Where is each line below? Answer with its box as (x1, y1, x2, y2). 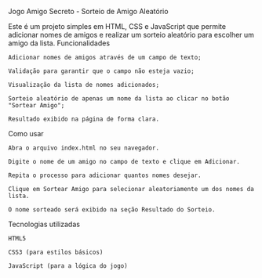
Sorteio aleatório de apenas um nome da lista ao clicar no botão (8, 95, 230, 103)
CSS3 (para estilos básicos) (8, 248, 104, 256)
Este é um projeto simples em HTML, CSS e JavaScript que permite (8, 22, 226, 31)
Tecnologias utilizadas (8, 219, 81, 229)
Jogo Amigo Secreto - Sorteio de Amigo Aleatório (8, 7, 169, 16)
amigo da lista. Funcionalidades (8, 38, 111, 48)
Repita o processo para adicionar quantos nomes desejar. (8, 171, 202, 179)
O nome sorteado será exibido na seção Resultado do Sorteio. (8, 206, 216, 214)
